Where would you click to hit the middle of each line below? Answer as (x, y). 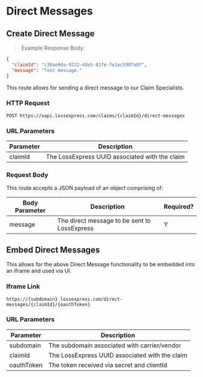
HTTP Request (28, 103)
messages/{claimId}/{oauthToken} (48, 304)
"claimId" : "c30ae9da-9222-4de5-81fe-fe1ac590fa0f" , (79, 65)
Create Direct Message (50, 34)
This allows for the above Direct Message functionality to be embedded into (101, 264)
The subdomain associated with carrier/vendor (114, 345)
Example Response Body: (53, 48)
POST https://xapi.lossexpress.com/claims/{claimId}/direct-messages (96, 116)
